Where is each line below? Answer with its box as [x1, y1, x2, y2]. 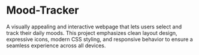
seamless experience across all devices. [6, 42, 106, 49]
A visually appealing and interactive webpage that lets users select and [6, 23, 182, 30]
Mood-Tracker [6, 4, 79, 17]
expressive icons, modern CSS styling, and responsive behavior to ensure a [6, 35, 193, 43]
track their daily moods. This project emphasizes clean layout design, [6, 29, 178, 36]
